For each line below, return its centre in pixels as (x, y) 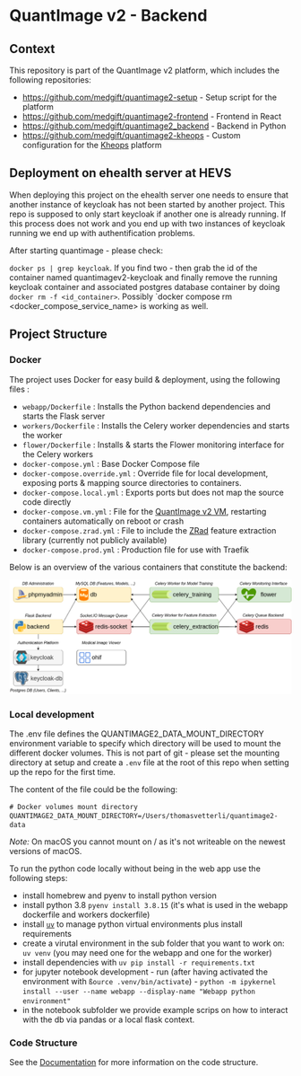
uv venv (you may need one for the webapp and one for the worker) (147, 953)
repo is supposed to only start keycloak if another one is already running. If (148, 214)
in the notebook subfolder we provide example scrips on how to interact (155, 1010)
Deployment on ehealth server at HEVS (120, 173)
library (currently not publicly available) (95, 540)
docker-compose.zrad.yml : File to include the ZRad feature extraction (149, 530)
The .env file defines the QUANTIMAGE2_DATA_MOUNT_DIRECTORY (137, 734)
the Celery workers (58, 454)
